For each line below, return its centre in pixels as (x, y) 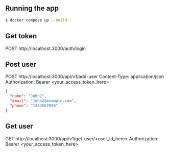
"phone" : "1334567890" (34, 106)
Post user (21, 64)
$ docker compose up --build (36, 20)
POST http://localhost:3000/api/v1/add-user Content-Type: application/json (85, 77)
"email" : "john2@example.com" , (43, 101)
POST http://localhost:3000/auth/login (45, 48)
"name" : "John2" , (28, 96)
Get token (21, 36)
